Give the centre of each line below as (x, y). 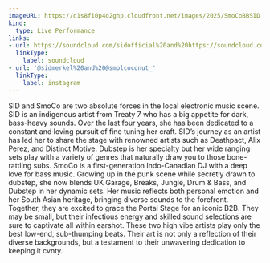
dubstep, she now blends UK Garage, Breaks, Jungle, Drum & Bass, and (127, 182)
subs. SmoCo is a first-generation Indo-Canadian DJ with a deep (140, 165)
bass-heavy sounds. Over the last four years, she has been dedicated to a (131, 123)
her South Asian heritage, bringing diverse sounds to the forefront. (119, 199)
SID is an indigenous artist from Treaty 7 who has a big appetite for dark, (129, 114)
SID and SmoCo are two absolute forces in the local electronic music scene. (134, 106)
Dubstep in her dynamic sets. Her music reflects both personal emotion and (134, 191)
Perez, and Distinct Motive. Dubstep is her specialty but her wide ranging (129, 148)
